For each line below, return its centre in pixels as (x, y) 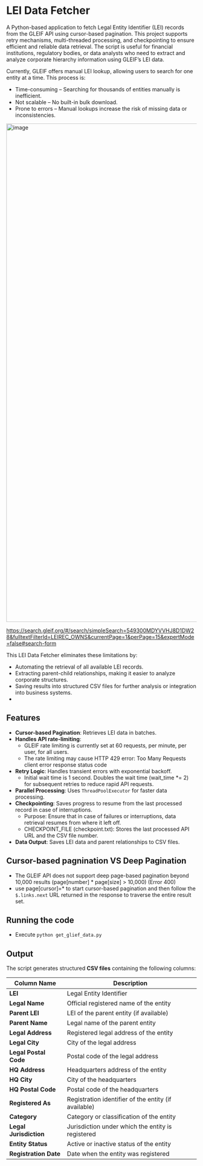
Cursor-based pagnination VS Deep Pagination (96, 861)
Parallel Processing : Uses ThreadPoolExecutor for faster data (91, 790)
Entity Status (28, 1144)
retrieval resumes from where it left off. (72, 822)
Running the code (40, 920)
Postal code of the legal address (113, 1056)
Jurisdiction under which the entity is (119, 1127)
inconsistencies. (35, 115)
